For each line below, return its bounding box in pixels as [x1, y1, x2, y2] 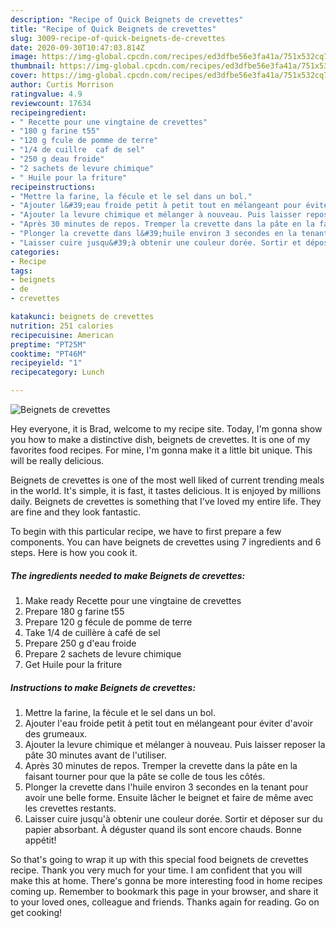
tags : [10, 266, 33, 276]
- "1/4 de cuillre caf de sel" [10, 145, 145, 155]
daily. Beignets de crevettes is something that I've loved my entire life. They [10, 496, 322, 507]
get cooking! [10, 906, 63, 918]
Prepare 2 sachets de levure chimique [24, 647, 182, 660]
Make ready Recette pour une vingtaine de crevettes [24, 594, 242, 606]
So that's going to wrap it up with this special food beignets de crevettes [10, 853, 309, 865]
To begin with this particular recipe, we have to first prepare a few [10, 526, 282, 537]
